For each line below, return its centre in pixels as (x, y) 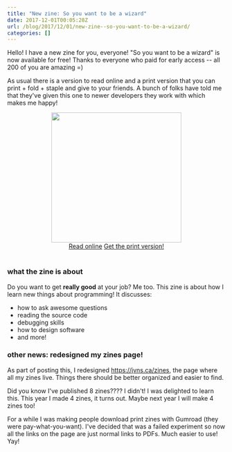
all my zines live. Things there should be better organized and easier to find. (115, 377)
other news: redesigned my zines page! (75, 355)
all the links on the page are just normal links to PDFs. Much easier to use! (113, 433)
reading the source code (52, 315)
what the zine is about (45, 272)
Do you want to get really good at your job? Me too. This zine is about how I (115, 287)
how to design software (51, 329)
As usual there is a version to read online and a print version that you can (111, 81)
